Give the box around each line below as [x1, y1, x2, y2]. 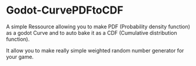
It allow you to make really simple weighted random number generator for [6, 47, 184, 54]
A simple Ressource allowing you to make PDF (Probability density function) [6, 23, 190, 30]
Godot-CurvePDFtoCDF [6, 4, 124, 17]
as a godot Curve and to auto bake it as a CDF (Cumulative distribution [6, 29, 178, 36]
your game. [6, 53, 34, 60]
